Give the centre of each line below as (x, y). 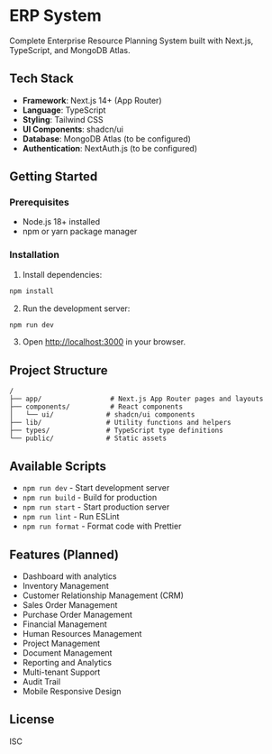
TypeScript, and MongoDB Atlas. (70, 50)
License (32, 719)
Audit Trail (41, 681)
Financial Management (65, 624)
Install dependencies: (62, 274)
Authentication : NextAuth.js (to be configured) (110, 148)
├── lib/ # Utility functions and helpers (120, 423)
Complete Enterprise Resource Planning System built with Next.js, (131, 41)
